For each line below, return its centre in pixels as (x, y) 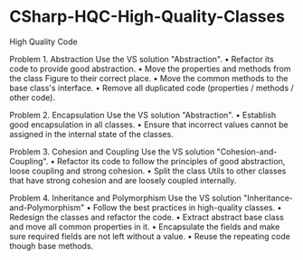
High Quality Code (44, 42)
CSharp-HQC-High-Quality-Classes (147, 17)
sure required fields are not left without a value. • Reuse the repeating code (150, 236)
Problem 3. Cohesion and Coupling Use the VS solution (112, 152)
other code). (33, 97)
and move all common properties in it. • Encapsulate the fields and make (145, 227)
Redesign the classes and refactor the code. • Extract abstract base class (147, 217)
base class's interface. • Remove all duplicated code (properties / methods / (151, 88)
